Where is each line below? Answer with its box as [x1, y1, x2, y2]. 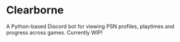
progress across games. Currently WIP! [6, 29, 103, 36]
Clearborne [6, 3, 64, 17]
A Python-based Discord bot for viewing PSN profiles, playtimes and [6, 23, 175, 30]
